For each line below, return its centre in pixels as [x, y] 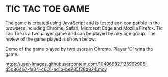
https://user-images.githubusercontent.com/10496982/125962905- [77, 64]
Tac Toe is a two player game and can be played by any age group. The [80, 33]
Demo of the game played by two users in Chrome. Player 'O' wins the [79, 49]
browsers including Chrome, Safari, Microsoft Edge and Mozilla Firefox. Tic [84, 28]
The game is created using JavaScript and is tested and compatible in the [83, 23]
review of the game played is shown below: [51, 39]
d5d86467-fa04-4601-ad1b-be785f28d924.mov [56, 69]
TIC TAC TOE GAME [48, 9]
